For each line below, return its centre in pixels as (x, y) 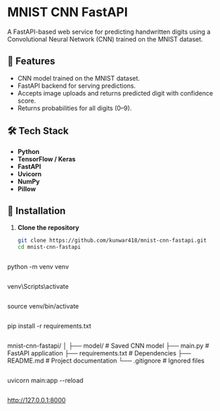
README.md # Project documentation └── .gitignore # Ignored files (106, 361)
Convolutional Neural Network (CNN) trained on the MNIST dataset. (105, 39)
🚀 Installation (37, 210)
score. (27, 100)
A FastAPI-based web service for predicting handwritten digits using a (109, 32)
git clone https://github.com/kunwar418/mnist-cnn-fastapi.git (112, 241)
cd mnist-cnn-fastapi (49, 247)
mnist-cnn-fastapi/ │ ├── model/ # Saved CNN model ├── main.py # (108, 346)
